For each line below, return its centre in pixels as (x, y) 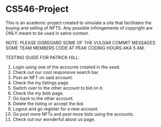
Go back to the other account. (43, 98)
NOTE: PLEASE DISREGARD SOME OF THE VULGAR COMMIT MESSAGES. (81, 42)
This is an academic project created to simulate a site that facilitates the (79, 23)
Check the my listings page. (41, 83)
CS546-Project (37, 9)
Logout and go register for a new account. (56, 109)
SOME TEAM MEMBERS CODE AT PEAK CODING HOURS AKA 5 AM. (75, 48)
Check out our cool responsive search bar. (56, 72)
